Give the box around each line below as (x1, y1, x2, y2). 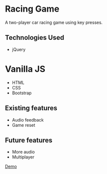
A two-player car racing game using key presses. (5, 19, 103, 25)
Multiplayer (12, 154, 35, 160)
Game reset (12, 122, 35, 128)
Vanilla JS (5, 63, 46, 74)
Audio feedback (12, 117, 44, 122)
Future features (5, 136, 53, 144)
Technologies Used (5, 34, 64, 42)
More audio (12, 149, 35, 155)
